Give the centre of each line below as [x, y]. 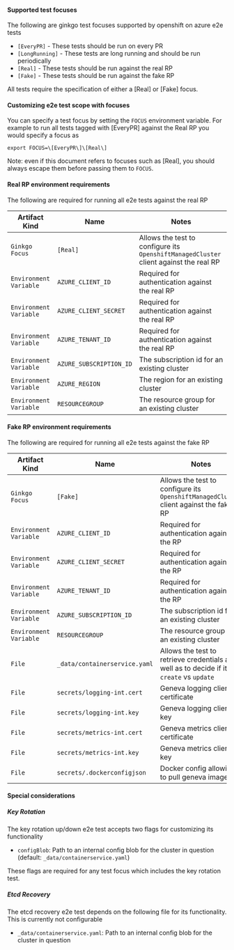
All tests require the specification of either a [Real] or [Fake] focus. [103, 89]
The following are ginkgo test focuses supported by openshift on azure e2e [115, 25]
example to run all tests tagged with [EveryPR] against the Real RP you [108, 128]
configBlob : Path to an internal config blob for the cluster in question [116, 850]
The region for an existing [181, 380]
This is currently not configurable [55, 919]
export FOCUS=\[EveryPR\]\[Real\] [57, 148]
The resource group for [177, 399]
